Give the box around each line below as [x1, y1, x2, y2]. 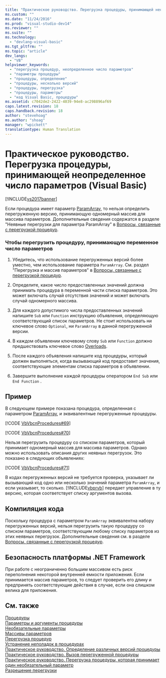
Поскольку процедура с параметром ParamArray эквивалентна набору [5, 518, 154, 524]
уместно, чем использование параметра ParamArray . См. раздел [12, 262, 149, 268]
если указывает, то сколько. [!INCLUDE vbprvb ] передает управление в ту [5, 485, 161, 491]
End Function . [12, 378, 42, 384]
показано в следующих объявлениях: [5, 455, 85, 461]
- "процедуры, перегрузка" [9, 85, 65, 91]
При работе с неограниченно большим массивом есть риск [5, 566, 133, 572]
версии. [12, 328, 30, 334]
